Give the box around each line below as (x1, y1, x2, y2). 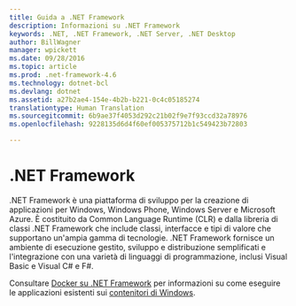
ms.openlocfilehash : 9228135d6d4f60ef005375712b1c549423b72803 (9, 120, 248, 129)
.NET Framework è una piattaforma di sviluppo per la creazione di (9, 195, 249, 205)
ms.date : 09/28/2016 (9, 54, 86, 63)
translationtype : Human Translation (9, 103, 144, 112)
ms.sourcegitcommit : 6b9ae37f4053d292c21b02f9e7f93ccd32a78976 (9, 111, 248, 120)
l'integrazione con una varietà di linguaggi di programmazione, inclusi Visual (9, 251, 288, 262)
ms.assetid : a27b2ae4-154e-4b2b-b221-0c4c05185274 (9, 95, 200, 104)
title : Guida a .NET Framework (9, 12, 125, 22)
